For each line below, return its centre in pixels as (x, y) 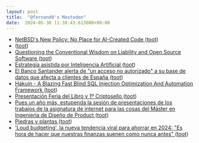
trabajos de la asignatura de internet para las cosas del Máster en (95, 109)
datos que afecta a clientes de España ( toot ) (69, 77)
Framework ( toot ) (36, 90)
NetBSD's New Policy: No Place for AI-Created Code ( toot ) (86, 40)
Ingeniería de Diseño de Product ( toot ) (61, 115)
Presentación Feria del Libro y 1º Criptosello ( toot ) (76, 96)
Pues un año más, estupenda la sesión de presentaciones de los (94, 103)
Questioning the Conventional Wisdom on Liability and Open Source (98, 52)
